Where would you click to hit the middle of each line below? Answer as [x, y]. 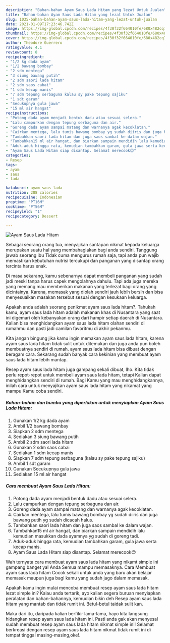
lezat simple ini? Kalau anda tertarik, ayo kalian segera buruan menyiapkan [83, 593]
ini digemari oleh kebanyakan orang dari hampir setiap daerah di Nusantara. [84, 318]
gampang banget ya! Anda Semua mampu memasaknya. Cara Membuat [80, 567]
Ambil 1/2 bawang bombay [41, 426]
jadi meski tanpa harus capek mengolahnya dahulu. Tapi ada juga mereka [82, 281]
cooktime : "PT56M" [25, 207]
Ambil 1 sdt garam [32, 464]
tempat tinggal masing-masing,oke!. [43, 635]
